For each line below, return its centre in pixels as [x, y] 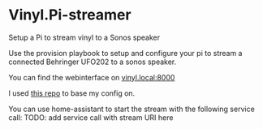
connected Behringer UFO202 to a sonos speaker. [93, 62]
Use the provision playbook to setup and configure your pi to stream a [125, 53]
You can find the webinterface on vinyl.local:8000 [92, 77]
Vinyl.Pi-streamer [70, 15]
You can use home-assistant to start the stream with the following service [132, 109]
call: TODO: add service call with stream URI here [91, 117]
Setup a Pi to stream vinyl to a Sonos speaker [84, 37]
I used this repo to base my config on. [72, 93]
